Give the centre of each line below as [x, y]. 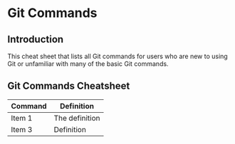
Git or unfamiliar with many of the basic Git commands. [88, 64]
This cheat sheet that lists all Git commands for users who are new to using [117, 56]
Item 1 [22, 118]
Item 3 [22, 129]
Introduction [36, 39]
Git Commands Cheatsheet [69, 86]
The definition [77, 118]
